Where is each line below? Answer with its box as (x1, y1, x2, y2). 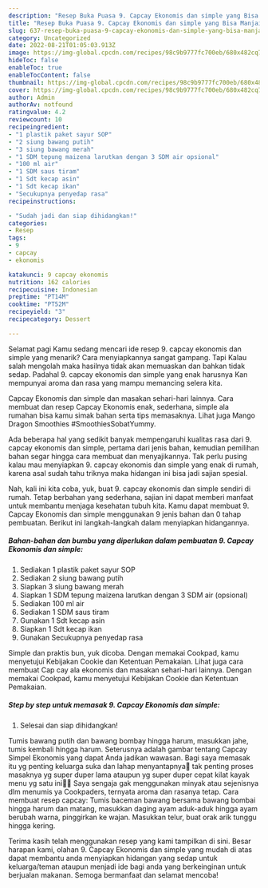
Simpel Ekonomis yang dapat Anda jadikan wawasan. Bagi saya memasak (8, 752, 250, 763)
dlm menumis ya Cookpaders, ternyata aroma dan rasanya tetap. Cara (8, 787, 239, 796)
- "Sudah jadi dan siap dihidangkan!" (8, 212, 137, 220)
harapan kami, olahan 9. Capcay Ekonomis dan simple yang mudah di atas (8, 844, 253, 854)
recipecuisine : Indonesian (8, 285, 98, 294)
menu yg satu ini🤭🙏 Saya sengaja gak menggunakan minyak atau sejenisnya (8, 778, 259, 787)
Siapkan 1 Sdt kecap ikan (19, 624, 102, 633)
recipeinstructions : (8, 197, 77, 205)
